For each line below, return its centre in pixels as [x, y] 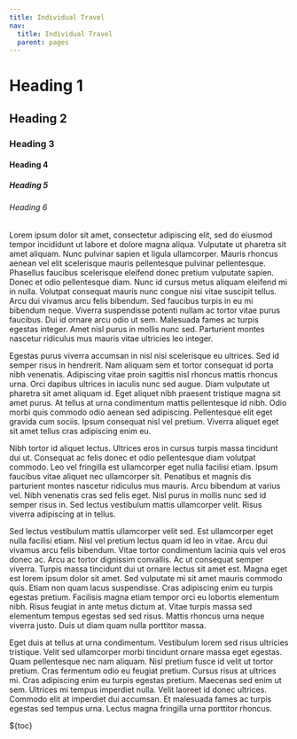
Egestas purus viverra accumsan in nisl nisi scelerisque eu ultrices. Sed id [144, 355]
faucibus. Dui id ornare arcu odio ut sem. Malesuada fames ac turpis [134, 319]
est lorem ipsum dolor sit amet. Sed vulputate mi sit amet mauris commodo [146, 578]
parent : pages [43, 42]
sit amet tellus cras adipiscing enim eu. [80, 431]
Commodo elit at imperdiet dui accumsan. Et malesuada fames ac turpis [141, 699]
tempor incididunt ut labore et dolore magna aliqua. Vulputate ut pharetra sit [148, 244]
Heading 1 [47, 86]
